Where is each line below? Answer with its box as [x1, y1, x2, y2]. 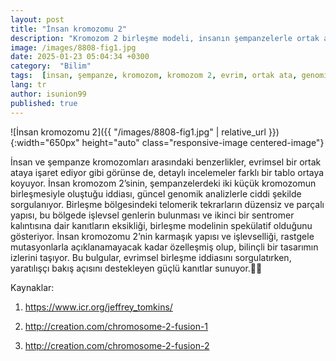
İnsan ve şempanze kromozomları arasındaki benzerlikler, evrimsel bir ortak [10, 156, 322, 168]
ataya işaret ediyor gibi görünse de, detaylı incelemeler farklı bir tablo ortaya [10, 166, 325, 178]
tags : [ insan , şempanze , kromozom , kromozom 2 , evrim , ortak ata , [10, 71, 298, 81]
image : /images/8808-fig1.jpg [10, 42, 137, 53]
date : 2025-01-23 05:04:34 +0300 [10, 52, 150, 62]
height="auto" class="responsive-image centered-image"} [81, 136, 325, 148]
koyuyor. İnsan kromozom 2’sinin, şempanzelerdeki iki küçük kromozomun [10, 177, 317, 189]
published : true [10, 98, 78, 108]
